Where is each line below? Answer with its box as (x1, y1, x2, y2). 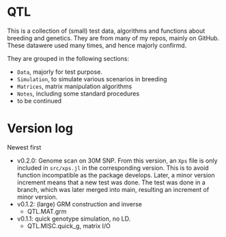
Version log (7, 121, 74, 137)
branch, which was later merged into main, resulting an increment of (16, 185, 210, 193)
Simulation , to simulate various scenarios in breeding (16, 74, 167, 83)
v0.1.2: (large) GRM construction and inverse (16, 199, 142, 208)
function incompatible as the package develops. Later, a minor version (16, 171, 215, 179)
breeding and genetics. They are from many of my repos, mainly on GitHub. (7, 33, 220, 42)
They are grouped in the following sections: (7, 54, 130, 62)
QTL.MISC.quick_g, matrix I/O (27, 221, 111, 229)
